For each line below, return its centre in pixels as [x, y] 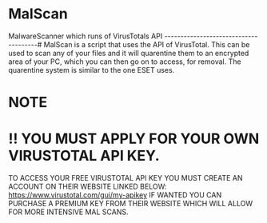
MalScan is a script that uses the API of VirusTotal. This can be [147, 44]
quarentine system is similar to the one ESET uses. [92, 70]
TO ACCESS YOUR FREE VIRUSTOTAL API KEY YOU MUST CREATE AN [126, 178]
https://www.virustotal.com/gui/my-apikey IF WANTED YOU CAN [115, 195]
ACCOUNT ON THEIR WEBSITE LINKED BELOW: [88, 187]
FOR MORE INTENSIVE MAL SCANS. [69, 212]
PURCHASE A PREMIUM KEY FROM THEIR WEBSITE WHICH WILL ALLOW [131, 204]
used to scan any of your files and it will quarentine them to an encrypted [129, 53]
